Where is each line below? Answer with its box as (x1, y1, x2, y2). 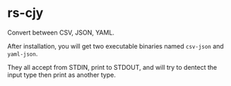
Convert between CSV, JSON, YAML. (7, 28, 115, 37)
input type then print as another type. (7, 70, 117, 79)
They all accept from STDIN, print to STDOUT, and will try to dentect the (7, 63, 218, 71)
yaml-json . (7, 49, 38, 58)
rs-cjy (7, 5, 44, 21)
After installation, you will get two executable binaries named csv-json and (7, 42, 224, 50)
